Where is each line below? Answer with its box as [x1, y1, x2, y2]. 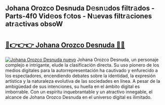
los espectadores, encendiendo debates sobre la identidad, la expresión [5, 73, 156, 79]
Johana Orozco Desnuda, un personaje [77, 57, 159, 63]
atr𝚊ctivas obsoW [5, 20, 63, 28]
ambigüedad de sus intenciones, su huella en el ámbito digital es [5, 83, 140, 89]
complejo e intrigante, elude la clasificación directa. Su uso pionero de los [5, 62, 159, 68]
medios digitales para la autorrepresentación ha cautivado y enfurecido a [5, 68, 158, 73]
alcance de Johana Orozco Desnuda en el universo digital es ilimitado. [5, 94, 152, 100]
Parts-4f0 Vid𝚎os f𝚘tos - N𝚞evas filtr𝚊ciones [5, 12, 152, 21]
